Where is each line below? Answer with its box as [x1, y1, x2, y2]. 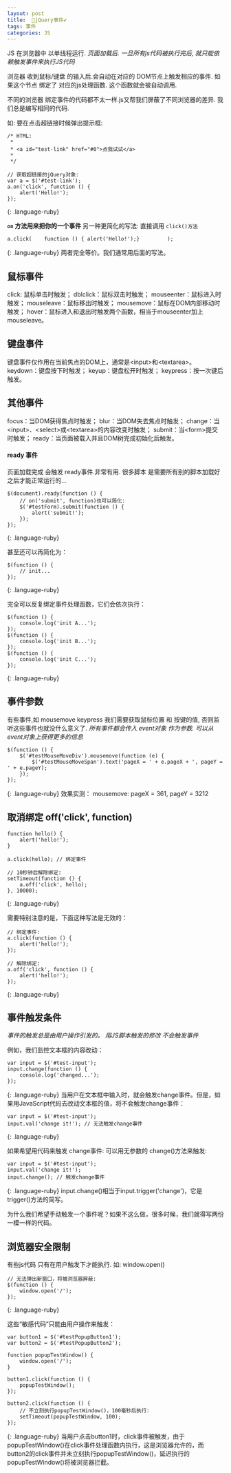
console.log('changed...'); [19, 1072, 100, 1079]
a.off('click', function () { [7, 966, 94, 973]
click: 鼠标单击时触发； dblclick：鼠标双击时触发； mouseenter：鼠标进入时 [7, 290, 222, 298]
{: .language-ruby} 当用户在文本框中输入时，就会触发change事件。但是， [7, 1090, 215, 1099]
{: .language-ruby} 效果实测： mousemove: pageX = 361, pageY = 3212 [7, 789, 209, 798]
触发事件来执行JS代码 [12, 58, 75, 66]
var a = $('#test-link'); [7, 177, 81, 185]
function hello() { [7, 830, 63, 837]
